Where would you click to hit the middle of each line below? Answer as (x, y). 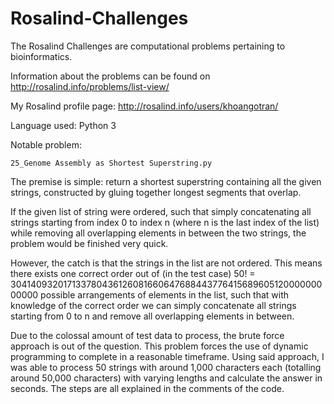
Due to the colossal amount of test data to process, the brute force (147, 335)
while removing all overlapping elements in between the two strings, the (158, 233)
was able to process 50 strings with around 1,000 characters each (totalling (166, 367)
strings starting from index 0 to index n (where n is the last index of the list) (165, 222)
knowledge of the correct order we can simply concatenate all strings (153, 305)
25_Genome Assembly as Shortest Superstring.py (111, 163)
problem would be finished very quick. (89, 243)
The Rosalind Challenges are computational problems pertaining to (148, 46)
